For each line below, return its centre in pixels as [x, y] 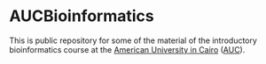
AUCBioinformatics [82, 16]
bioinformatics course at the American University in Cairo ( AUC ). [127, 49]
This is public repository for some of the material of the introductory [133, 40]
